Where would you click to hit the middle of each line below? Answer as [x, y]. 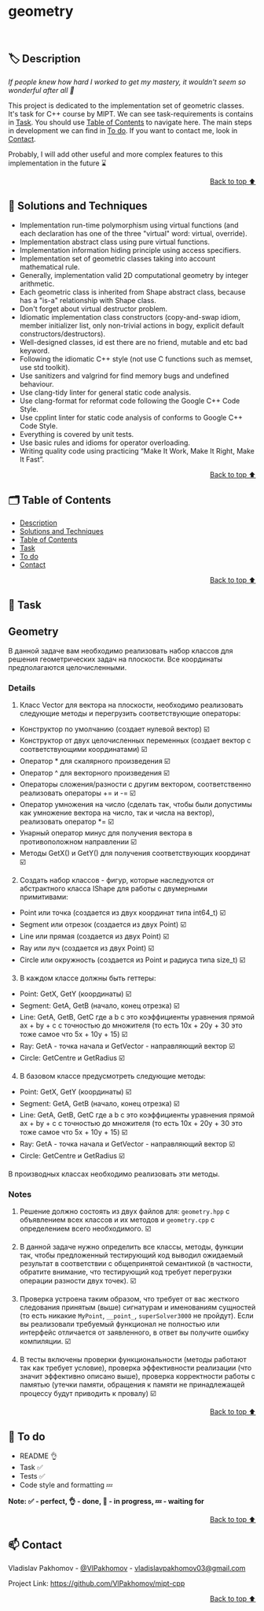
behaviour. [37, 383]
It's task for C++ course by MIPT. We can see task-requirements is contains [131, 113]
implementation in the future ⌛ [57, 163]
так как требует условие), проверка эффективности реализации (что [136, 1368]
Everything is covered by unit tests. [77, 434]
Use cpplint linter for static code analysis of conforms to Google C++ [131, 417]
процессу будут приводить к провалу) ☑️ [88, 1394]
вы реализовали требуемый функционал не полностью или [119, 1324]
